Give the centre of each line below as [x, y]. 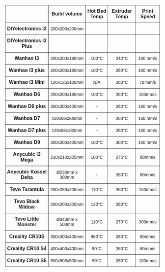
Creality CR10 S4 [27, 249]
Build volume [67, 14]
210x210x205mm [67, 157]
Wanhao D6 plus [27, 106]
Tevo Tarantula [27, 189]
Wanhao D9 [27, 142]
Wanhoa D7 [27, 118]
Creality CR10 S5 [27, 260]
